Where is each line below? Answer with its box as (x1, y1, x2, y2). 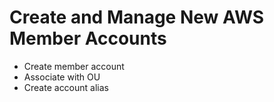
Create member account (23, 60, 125, 72)
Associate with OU (23, 71, 101, 83)
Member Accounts (9, 27, 167, 50)
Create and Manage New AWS (9, 6, 265, 29)
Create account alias (23, 81, 109, 93)
